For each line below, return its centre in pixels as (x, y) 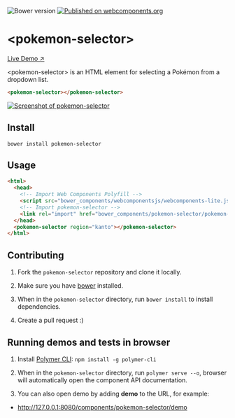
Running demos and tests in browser (89, 342)
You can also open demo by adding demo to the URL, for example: (113, 393)
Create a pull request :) (50, 320)
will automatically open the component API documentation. (102, 380)
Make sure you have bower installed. (70, 286)
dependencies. (39, 307)
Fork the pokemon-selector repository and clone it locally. (99, 272)
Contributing (36, 255)
